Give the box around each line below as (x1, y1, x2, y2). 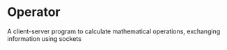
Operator (7, 4, 61, 20)
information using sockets (7, 34, 82, 42)
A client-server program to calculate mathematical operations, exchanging (7, 27, 221, 35)
